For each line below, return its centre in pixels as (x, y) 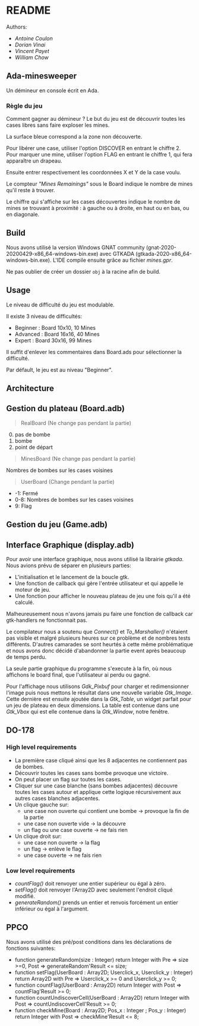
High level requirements (42, 747)
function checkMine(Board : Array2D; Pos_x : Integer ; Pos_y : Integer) (100, 1010)
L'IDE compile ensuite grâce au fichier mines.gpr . (113, 260)
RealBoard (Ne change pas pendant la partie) (76, 423)
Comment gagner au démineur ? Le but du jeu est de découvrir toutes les (96, 119)
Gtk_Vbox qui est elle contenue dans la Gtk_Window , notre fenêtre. (88, 712)
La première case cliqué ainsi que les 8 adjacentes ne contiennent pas (101, 760)
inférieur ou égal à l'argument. (52, 909)
